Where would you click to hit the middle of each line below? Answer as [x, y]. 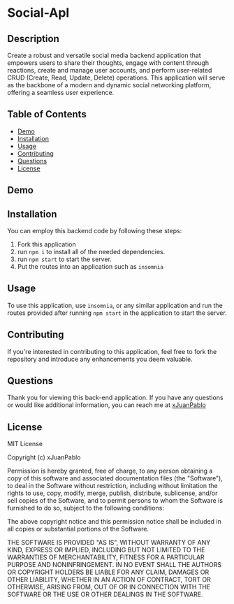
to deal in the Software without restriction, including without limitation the [112, 486]
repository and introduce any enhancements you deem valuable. [100, 359]
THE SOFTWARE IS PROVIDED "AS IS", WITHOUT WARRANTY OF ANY [109, 543]
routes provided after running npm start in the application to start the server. [117, 313]
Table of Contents [47, 114]
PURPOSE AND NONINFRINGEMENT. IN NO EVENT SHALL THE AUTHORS [115, 565]
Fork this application [47, 244]
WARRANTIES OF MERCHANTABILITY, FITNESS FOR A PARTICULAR [106, 557]
